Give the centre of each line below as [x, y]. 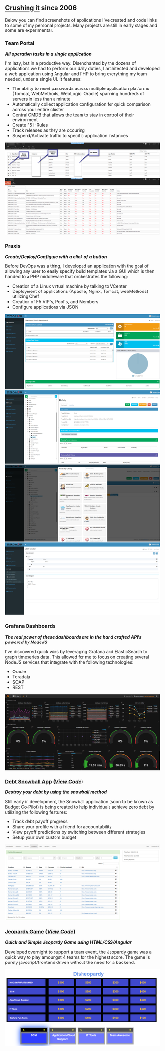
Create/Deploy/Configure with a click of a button [56, 257]
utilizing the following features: [36, 812]
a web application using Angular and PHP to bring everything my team [76, 74]
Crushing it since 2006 [41, 8]
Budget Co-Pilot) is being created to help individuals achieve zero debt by [80, 807]
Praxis [13, 246]
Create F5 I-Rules [30, 125]
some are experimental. [29, 30]
